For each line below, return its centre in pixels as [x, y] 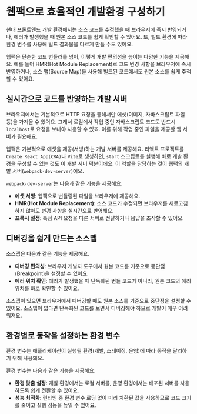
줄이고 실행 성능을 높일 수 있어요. [59, 405]
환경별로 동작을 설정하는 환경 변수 [63, 335]
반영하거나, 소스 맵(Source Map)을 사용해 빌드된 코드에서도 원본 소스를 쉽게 [93, 71]
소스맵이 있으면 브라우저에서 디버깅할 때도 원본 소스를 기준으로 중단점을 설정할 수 [99, 301]
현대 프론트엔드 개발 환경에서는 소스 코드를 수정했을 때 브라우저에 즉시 [86, 29]
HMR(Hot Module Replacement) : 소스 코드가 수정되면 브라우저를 [91, 203]
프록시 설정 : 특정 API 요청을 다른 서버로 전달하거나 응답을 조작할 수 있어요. [99, 218]
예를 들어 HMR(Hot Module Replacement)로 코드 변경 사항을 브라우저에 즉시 [102, 64]
